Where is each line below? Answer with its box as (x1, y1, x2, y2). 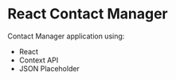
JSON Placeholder (18, 63, 80, 73)
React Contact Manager (7, 5, 168, 23)
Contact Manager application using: (7, 31, 125, 41)
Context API (18, 55, 59, 65)
